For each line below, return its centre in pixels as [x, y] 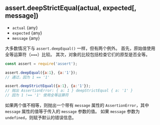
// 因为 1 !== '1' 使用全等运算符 [37, 95]
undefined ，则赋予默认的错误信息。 [41, 118]
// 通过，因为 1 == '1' [27, 77]
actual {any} [25, 28]
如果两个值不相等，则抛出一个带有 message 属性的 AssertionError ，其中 [77, 105]
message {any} [26, 38]
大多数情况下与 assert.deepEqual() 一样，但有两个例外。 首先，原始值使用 [80, 48]
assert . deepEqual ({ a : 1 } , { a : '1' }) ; [41, 73]
